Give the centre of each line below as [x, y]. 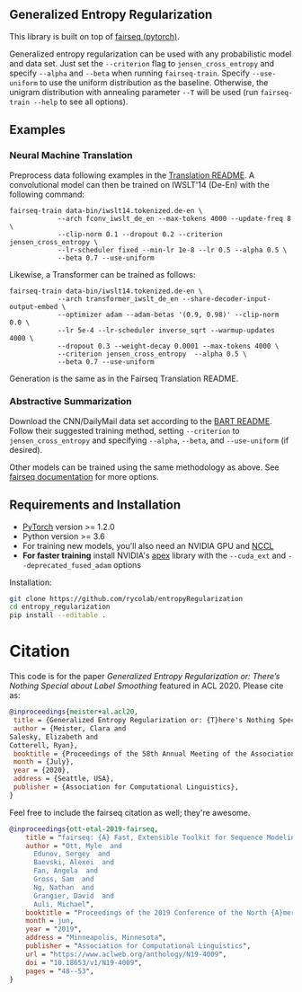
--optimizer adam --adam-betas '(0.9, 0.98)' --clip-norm [168, 314]
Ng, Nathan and [63, 887]
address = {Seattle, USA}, [64, 779]
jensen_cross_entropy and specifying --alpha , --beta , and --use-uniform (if [149, 440]
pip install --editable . [58, 616]
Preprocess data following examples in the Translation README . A [132, 175]
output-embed [34, 306]
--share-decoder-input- [226, 299]
